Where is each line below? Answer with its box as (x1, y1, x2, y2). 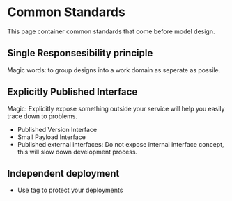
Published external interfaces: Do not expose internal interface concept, (17, 140, 224, 148)
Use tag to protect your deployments (17, 186, 123, 195)
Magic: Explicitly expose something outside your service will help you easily (7, 104, 225, 113)
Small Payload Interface (17, 133, 86, 141)
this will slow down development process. (17, 147, 138, 156)
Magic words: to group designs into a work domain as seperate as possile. (7, 65, 221, 74)
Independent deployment (7, 168, 120, 179)
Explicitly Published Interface (7, 86, 138, 98)
